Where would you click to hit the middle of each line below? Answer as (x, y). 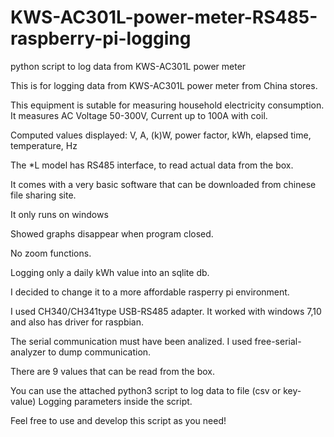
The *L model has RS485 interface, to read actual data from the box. (152, 165)
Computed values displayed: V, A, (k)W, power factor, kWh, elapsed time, (161, 135)
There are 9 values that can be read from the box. (112, 371)
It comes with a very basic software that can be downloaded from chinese (163, 184)
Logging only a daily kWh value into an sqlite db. (110, 272)
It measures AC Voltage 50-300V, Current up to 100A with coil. (139, 115)
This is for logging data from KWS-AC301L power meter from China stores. (164, 85)
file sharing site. (43, 195)
